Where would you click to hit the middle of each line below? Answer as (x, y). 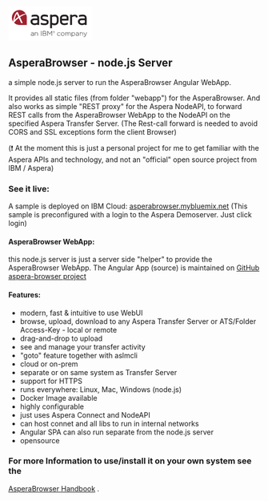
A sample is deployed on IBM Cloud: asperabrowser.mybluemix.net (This (128, 206)
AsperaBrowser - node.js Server (90, 63)
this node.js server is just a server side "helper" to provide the (110, 260)
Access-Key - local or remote (68, 329)
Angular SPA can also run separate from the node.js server (117, 432)
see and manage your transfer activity (82, 346)
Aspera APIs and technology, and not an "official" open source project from (133, 160)
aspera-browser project (47, 277)
